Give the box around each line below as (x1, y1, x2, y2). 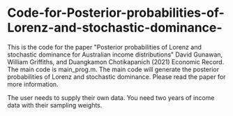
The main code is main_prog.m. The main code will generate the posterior (7, 65, 220, 73)
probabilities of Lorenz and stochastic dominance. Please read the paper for (7, 72, 226, 81)
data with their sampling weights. (7, 101, 103, 109)
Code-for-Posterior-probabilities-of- (7, 5, 225, 21)
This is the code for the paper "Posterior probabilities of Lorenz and (7, 43, 202, 51)
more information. (7, 80, 59, 88)
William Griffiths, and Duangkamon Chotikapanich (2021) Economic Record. (7, 57, 225, 66)
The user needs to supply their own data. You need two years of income (7, 93, 215, 102)
